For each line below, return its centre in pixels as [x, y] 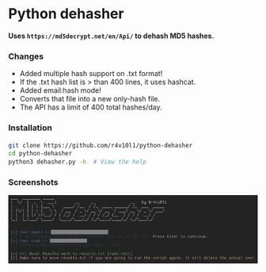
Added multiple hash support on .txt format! [91, 74]
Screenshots [33, 182]
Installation [30, 128]
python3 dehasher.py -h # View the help [78, 162]
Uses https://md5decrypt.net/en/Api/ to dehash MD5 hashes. [111, 36]
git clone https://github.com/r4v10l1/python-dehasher [101, 145]
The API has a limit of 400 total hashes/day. [91, 107]
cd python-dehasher [40, 154]
